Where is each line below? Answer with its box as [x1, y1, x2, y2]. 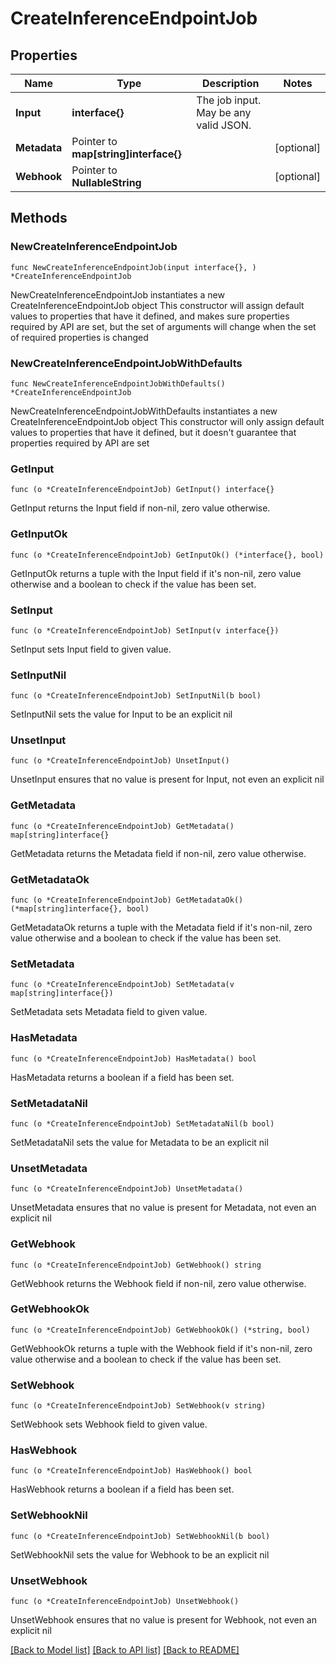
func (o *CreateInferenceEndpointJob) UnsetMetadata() [10, 1184, 244, 1194]
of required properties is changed [10, 331, 149, 343]
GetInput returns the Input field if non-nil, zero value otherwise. [10, 502, 271, 514]
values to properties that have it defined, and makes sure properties [10, 310, 290, 322]
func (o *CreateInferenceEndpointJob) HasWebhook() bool [10, 1466, 253, 1476]
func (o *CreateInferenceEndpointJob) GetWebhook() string [10, 1260, 262, 1270]
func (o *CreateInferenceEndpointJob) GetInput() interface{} [10, 485, 275, 495]
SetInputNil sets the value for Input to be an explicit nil [10, 708, 233, 721]
